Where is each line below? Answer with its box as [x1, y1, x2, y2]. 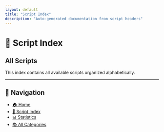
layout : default [5, 7, 38, 12]
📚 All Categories [12, 122, 46, 128]
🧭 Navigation [5, 88, 45, 97]
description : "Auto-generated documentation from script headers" [5, 16, 143, 21]
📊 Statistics [12, 114, 37, 120]
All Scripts [5, 57, 38, 65]
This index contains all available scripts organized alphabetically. [5, 69, 135, 76]
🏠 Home [12, 102, 31, 108]
